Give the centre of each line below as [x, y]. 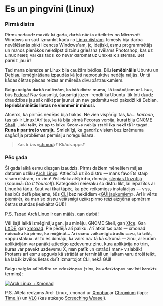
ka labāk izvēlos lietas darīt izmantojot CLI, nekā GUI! [58, 259]
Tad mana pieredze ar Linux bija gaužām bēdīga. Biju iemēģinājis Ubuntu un [82, 70]
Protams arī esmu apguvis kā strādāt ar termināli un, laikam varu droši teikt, [81, 254]
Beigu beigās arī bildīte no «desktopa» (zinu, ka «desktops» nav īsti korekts [81, 269]
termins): [14, 274]
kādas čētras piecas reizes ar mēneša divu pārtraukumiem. [64, 80]
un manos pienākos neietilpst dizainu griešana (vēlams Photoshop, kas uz [79, 50]
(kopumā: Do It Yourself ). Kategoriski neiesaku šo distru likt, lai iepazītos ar [80, 183]
